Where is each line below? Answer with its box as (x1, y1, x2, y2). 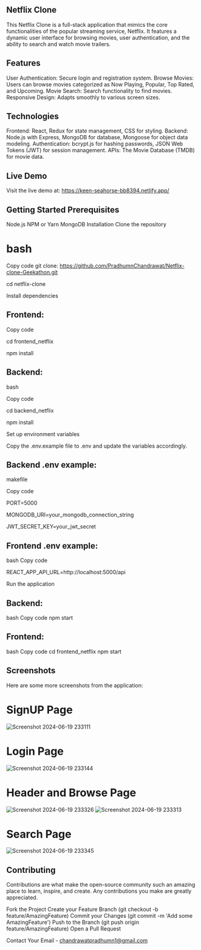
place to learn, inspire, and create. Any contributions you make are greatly (6, 887, 192, 895)
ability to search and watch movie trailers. (6, 40, 111, 47)
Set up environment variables (6, 430, 80, 437)
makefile (6, 476, 28, 483)
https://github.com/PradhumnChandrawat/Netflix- (60, 262, 185, 269)
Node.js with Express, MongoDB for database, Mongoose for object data (6, 134, 188, 141)
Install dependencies (6, 292, 59, 299)
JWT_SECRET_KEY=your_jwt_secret (6, 523, 96, 530)
